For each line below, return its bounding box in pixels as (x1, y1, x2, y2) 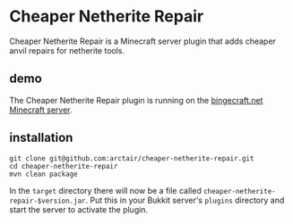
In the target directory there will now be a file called (9, 185, 202, 195)
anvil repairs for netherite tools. (9, 45, 125, 55)
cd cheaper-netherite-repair (9, 162, 118, 170)
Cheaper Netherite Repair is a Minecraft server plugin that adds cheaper (9, 36, 276, 46)
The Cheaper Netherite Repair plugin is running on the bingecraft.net (9, 95, 263, 105)
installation (9, 130, 73, 145)
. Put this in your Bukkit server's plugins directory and (85, 195, 285, 205)
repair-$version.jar (9, 196, 87, 205)
